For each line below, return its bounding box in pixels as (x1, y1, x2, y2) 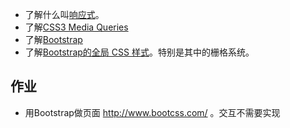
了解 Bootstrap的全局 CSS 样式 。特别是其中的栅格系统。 (24, 46, 255, 58)
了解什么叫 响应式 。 (24, 9, 105, 20)
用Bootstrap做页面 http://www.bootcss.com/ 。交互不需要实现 (24, 106, 281, 118)
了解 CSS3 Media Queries (24, 21, 129, 33)
